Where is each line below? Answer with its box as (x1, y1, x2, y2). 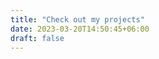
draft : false (10, 33, 65, 43)
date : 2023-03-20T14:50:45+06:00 (10, 24, 150, 34)
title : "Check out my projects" (10, 14, 145, 25)
